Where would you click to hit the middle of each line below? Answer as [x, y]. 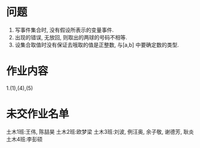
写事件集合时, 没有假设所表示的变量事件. [64, 30]
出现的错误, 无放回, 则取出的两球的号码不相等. [71, 37]
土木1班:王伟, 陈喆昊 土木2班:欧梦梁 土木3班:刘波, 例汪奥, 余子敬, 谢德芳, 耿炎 [100, 131]
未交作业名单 [38, 114]
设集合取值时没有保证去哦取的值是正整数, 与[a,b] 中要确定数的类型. [97, 45]
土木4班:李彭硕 [24, 139]
